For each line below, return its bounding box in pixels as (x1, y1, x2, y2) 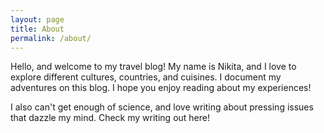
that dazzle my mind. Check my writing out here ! (10, 112, 210, 124)
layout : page (10, 14, 65, 25)
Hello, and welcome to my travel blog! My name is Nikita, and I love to (10, 61, 297, 73)
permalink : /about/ (10, 33, 92, 43)
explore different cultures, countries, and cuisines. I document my (10, 71, 282, 83)
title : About (10, 24, 65, 34)
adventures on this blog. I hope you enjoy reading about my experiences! (10, 82, 312, 94)
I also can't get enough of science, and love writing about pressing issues (10, 101, 314, 113)
